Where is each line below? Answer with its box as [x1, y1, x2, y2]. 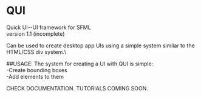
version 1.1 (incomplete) [6, 30, 65, 37]
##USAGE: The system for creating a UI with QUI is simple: [6, 60, 154, 67]
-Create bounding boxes [6, 66, 68, 73]
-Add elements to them [6, 73, 64, 80]
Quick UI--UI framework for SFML [6, 24, 91, 31]
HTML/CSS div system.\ [6, 48, 67, 55]
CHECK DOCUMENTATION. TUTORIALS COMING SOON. [6, 84, 149, 92]
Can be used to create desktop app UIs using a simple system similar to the [6, 42, 196, 49]
